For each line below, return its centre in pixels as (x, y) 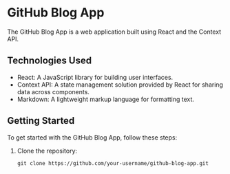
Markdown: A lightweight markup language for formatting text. (106, 99)
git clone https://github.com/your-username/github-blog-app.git (113, 163)
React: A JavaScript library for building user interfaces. (95, 77)
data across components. (53, 91)
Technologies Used (49, 61)
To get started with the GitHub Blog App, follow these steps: (92, 137)
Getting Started (41, 121)
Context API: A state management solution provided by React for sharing (120, 85)
